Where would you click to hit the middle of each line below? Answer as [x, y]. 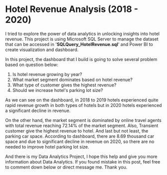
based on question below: [32, 64]
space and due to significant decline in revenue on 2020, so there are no [80, 141]
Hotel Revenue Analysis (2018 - [72, 9]
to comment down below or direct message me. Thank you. [66, 167]
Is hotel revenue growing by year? [47, 74]
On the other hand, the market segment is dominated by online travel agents [83, 120]
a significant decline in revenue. [38, 110]
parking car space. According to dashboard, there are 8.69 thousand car [80, 136]
